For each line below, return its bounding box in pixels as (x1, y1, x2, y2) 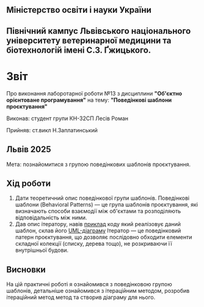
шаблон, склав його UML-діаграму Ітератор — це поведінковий (15, 227, 181, 235)
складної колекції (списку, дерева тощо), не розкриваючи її (15, 240, 172, 248)
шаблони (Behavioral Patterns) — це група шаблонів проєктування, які (15, 201, 199, 208)
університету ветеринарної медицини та (6, 35, 172, 45)
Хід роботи (6, 178, 51, 189)
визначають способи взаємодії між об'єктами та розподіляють (15, 208, 181, 215)
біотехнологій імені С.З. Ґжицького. (6, 45, 151, 55)
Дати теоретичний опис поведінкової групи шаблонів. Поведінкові (15, 194, 190, 202)
